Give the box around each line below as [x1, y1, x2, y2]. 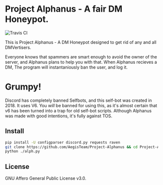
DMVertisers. [5, 44, 32, 50]
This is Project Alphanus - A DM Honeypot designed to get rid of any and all [5, 39, 157, 45]
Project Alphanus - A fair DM [5, 3, 123, 15]
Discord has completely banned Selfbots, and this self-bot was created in [5, 97, 152, 103]
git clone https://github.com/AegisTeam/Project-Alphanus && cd [5, 145, 138, 149]
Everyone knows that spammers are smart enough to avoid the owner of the [5, 54, 157, 59]
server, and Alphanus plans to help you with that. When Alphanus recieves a [5, 59, 157, 65]
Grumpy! [5, 81, 41, 92]
